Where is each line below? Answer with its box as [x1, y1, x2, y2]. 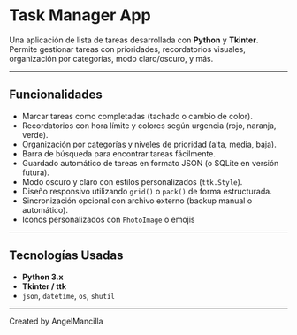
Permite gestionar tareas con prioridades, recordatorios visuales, [9, 43, 246, 54]
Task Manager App [9, 5, 152, 26]
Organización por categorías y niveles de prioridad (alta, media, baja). [21, 139, 277, 149]
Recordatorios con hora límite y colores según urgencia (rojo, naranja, [21, 120, 277, 131]
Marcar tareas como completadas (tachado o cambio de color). [21, 110, 254, 121]
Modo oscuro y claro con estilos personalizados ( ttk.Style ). [21, 176, 243, 187]
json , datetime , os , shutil [21, 290, 115, 301]
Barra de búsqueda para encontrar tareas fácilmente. [21, 148, 217, 159]
